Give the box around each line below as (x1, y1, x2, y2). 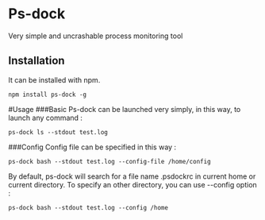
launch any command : (8, 113, 83, 122)
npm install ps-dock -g (8, 91, 87, 98)
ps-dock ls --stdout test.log (8, 128, 109, 136)
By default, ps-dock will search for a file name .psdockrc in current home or (8, 172, 256, 181)
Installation (8, 54, 65, 68)
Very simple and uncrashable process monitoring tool (8, 31, 183, 41)
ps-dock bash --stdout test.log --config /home (8, 203, 169, 211)
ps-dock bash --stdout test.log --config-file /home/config (8, 157, 212, 165)
